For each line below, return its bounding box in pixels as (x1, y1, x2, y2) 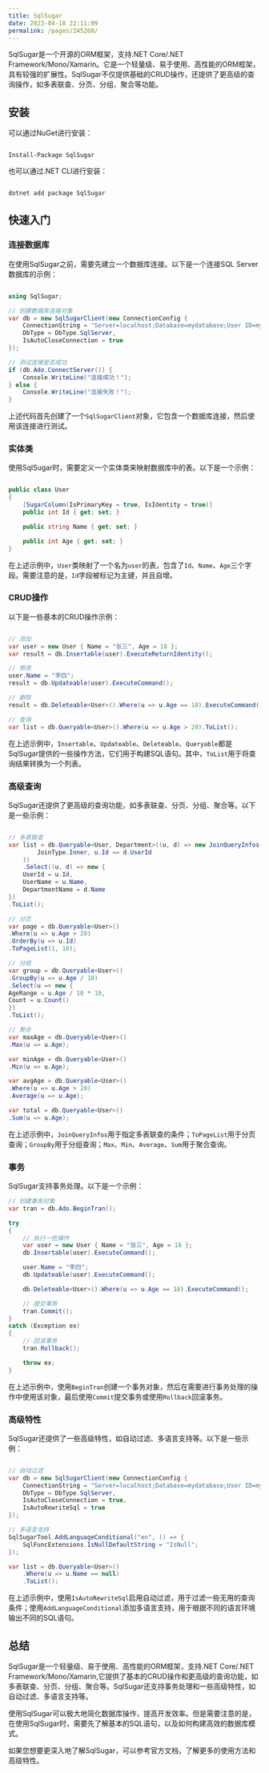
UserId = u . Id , (22, 870, 74, 878)
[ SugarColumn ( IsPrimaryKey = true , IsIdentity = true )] (22, 501, 214, 509)
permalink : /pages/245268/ (8, 26, 98, 34)
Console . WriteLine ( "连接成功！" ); (22, 374, 132, 382)
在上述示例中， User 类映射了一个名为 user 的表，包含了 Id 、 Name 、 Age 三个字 (8, 560, 252, 570)
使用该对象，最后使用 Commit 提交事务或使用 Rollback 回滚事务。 (22, 1391, 227, 1401)
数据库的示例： (8, 269, 58, 279)
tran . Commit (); (22, 1307, 74, 1315)
